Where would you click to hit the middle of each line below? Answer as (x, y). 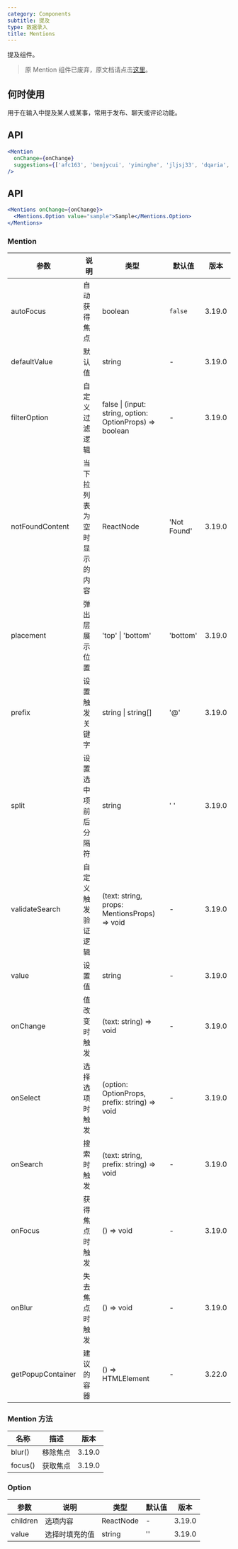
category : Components (39, 14)
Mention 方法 (30, 1419)
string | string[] (127, 713)
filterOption (30, 417)
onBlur (22, 1308)
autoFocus (28, 311)
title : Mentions (31, 34)
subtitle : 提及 (29, 21)
